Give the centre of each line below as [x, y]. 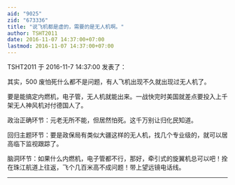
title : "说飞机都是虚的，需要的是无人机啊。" [66, 27]
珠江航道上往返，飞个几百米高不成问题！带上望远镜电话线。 [99, 167]
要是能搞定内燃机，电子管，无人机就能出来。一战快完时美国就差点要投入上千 [117, 96]
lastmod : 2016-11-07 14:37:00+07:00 [60, 46]
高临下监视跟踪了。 [35, 143]
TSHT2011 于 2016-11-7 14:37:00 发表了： [67, 67]
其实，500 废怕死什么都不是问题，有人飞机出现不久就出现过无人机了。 [109, 82]
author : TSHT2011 [33, 33]
